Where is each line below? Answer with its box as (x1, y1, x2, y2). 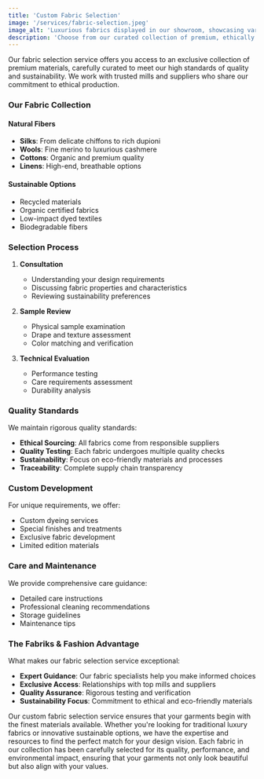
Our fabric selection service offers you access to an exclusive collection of (8, 55, 250, 64)
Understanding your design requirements (31, 274, 165, 283)
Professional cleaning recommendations (19, 602, 151, 611)
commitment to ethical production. (8, 80, 120, 90)
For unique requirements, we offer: (8, 500, 120, 510)
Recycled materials (19, 197, 82, 207)
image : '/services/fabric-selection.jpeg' (8, 19, 149, 27)
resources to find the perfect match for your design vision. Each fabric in (8, 737, 244, 746)
